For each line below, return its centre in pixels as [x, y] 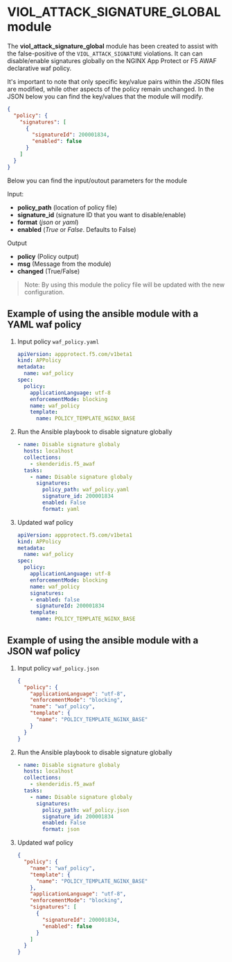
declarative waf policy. [39, 68]
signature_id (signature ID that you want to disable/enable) [101, 214]
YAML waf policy [44, 324]
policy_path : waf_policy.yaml [86, 490]
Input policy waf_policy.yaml [58, 341]
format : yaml [61, 509]
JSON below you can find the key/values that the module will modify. [105, 96]
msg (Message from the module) [64, 264]
